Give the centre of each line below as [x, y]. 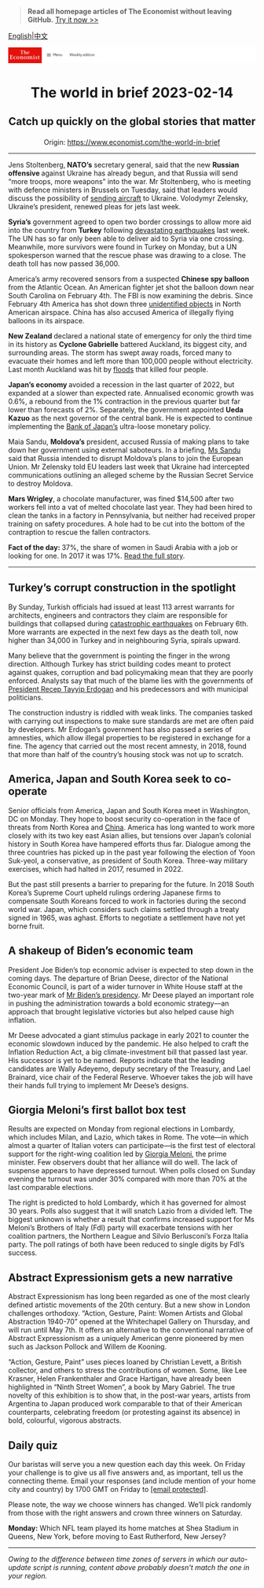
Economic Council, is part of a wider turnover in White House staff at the [126, 986]
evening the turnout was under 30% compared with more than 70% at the [128, 1179]
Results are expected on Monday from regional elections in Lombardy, [122, 1129]
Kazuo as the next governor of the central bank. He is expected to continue [130, 418]
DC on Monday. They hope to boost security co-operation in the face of [125, 818]
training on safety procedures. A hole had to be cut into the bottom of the [126, 524]
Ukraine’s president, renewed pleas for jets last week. [95, 207]
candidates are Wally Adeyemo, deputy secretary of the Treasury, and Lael [129, 1069]
